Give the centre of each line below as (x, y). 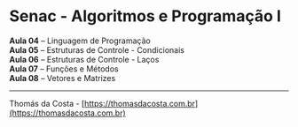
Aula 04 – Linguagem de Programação (80, 41)
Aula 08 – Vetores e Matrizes (63, 78)
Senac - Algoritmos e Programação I (145, 16)
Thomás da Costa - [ (47, 103)
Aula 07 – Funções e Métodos (64, 69)
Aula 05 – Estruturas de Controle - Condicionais (97, 49)
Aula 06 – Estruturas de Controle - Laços (84, 59)
